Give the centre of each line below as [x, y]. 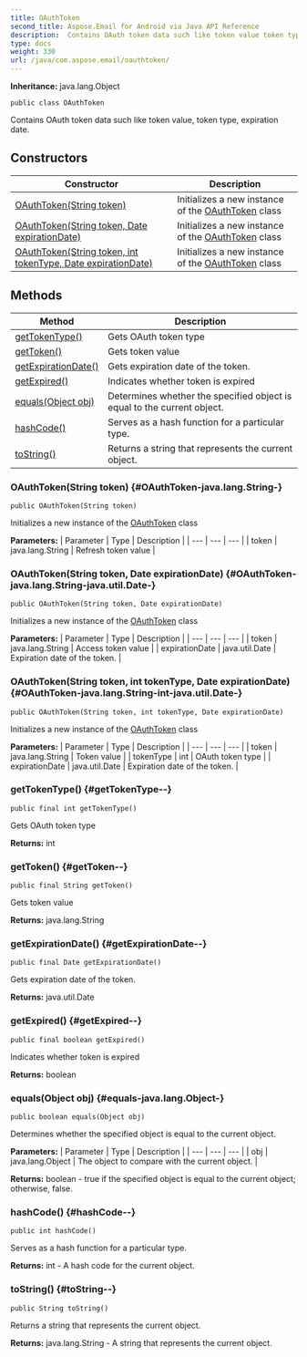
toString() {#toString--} [63, 1290]
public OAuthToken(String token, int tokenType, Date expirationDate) [147, 712]
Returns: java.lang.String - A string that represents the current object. [141, 1342]
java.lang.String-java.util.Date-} [83, 585]
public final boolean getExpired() [78, 1040]
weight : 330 [33, 52]
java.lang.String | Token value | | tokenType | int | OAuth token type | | [141, 756]
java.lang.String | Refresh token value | [83, 550]
